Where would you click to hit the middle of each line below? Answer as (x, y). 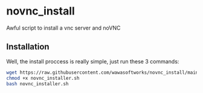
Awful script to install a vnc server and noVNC (63, 28)
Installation (28, 47)
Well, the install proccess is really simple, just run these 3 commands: (93, 61)
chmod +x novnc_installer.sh (43, 78)
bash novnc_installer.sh (37, 84)
